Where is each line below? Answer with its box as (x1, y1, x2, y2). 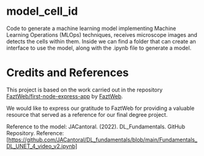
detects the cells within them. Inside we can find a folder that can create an (6, 37, 196, 45)
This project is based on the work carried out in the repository (6, 86, 163, 93)
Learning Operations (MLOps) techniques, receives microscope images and (6, 31, 198, 38)
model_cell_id (6, 4, 78, 18)
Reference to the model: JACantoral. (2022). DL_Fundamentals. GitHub (6, 123, 186, 130)
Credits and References (6, 66, 129, 80)
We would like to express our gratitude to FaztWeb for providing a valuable (6, 104, 195, 112)
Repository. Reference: (6, 129, 64, 136)
